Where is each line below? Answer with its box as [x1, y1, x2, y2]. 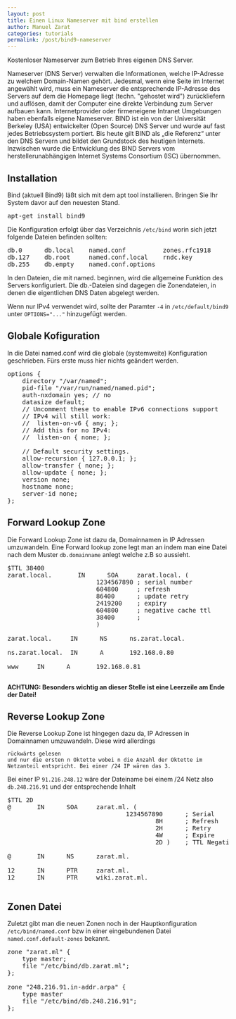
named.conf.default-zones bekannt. [7, 934, 110, 943]
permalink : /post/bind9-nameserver [7, 37, 112, 44]
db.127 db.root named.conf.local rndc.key [7, 253, 193, 261]
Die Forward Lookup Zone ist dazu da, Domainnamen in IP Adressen [7, 535, 205, 544]
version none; [22, 475, 71, 483]
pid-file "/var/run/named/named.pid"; [22, 384, 156, 392]
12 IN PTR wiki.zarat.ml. [7, 874, 149, 882]
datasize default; [22, 398, 86, 406]
